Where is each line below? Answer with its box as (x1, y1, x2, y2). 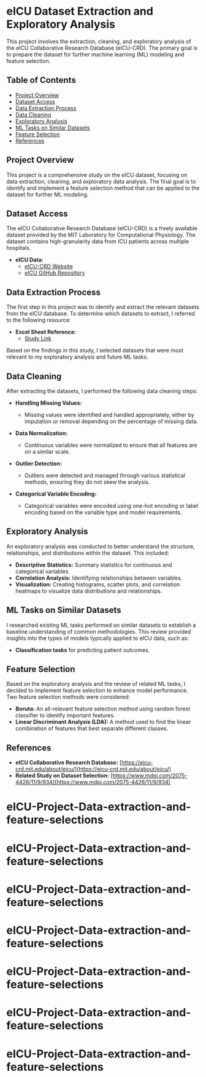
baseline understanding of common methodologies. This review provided (6, 628, 191, 635)
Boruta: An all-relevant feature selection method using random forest (15, 705, 191, 713)
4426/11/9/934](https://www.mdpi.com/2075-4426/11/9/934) (15, 779, 170, 786)
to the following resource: (6, 316, 71, 324)
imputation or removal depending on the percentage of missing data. (24, 418, 198, 425)
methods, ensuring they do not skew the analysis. (24, 478, 150, 486)
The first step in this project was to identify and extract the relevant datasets (6, 303, 199, 311)
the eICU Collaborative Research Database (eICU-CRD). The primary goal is (6, 44, 198, 52)
